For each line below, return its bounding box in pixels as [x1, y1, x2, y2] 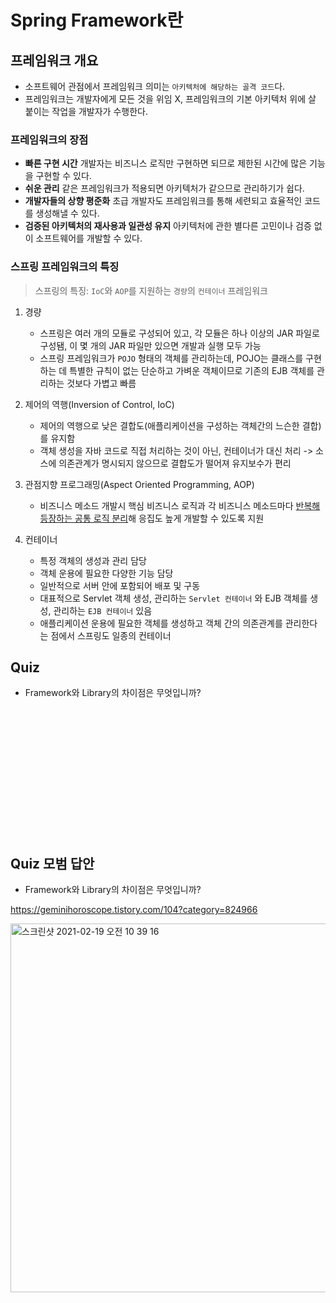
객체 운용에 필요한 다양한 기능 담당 [39, 567, 174, 579]
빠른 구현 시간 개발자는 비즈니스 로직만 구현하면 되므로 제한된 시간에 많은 [24, 157, 308, 170]
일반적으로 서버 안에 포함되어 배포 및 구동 [39, 579, 201, 591]
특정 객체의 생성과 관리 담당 [39, 554, 147, 566]
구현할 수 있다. [35, 170, 92, 182]
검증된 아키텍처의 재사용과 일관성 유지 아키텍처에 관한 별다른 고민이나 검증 [24, 220, 312, 232]
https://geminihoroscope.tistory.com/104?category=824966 [10, 904, 258, 916]
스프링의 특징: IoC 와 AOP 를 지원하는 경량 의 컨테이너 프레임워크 [34, 284, 268, 296]
